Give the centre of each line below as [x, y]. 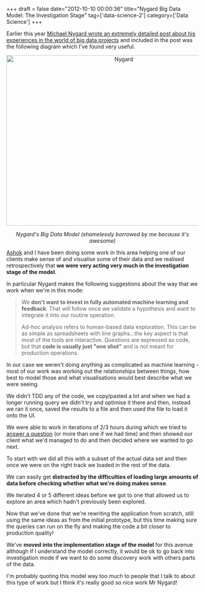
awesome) [103, 241]
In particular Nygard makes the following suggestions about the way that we [102, 284]
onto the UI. [21, 415]
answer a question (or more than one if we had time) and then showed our [100, 434]
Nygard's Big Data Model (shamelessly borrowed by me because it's [103, 234]
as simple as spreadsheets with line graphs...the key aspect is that [105, 333]
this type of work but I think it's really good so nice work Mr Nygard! [92, 583]
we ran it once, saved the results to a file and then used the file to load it [97, 409]
